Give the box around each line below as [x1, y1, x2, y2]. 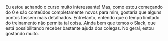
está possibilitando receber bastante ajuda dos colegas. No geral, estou [5, 25, 154, 31]
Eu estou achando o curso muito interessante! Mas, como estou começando [5, 4, 163, 10]
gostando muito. [5, 31, 39, 36]
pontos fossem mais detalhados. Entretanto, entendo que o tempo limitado [5, 15, 160, 20]
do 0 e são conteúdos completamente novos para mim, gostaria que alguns [5, 9, 162, 15]
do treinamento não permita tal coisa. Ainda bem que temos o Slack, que [5, 20, 156, 26]
